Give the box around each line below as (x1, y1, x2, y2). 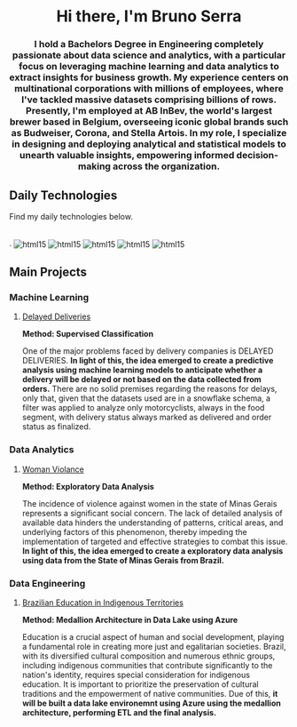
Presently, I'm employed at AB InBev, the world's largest (25, 105, 273, 117)
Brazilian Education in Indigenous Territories (21, 597, 184, 608)
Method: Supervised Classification (21, 329, 153, 340)
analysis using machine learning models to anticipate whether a (21, 364, 263, 375)
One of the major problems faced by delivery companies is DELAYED (21, 346, 274, 356)
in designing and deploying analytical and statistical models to (12, 138, 286, 150)
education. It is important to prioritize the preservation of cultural (21, 678, 259, 690)
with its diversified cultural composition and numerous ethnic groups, (21, 651, 276, 661)
